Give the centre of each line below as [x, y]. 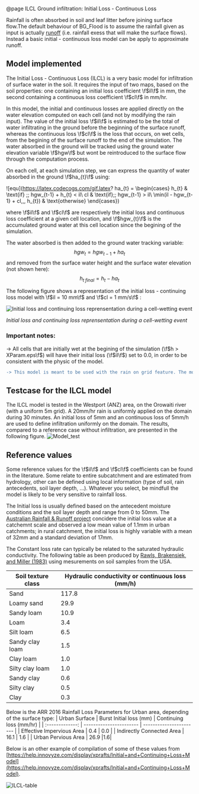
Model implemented [44, 64]
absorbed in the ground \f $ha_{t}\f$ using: [58, 177]
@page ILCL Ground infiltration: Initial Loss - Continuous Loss [81, 9]
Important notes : [31, 336]
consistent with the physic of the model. [55, 361]
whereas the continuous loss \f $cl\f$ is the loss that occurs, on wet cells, [96, 133]
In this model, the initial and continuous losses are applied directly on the [95, 109]
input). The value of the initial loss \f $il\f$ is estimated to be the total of [93, 121]
